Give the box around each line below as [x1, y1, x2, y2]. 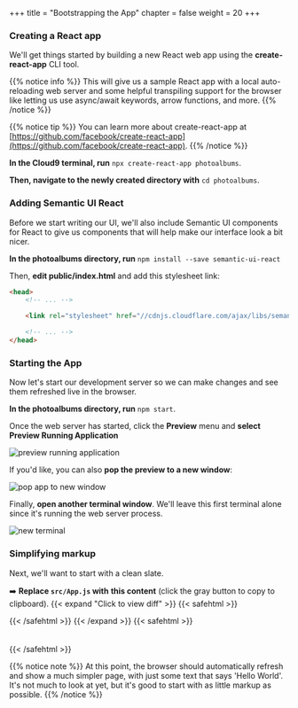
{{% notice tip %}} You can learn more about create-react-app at [9, 121, 247, 132]
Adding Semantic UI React [9, 197, 124, 209]
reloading [9, 86, 44, 97]
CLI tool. [48, 59, 80, 70]
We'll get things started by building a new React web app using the [9, 50, 254, 60]
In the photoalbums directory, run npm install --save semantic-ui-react [9, 253, 281, 264]
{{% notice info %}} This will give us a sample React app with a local [9, 76, 260, 87]
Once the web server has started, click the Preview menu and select [9, 421, 262, 432]
